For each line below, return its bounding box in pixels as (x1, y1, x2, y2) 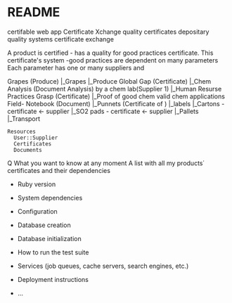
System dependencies (17, 193, 83, 202)
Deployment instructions (17, 275, 89, 283)
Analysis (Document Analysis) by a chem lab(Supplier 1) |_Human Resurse (7, 84, 222, 93)
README (7, 4, 60, 20)
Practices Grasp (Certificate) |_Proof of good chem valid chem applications (7, 92, 225, 101)
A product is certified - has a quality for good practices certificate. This (7, 49, 214, 57)
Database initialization (17, 234, 82, 243)
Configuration (17, 207, 58, 215)
